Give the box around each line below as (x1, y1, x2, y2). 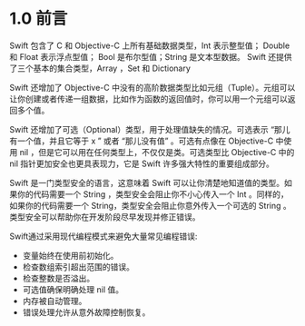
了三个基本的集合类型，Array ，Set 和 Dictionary (9, 63, 191, 74)
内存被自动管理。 (22, 295, 87, 306)
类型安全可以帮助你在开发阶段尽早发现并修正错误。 (9, 211, 201, 222)
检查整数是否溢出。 (22, 272, 95, 283)
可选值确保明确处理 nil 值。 (22, 283, 124, 295)
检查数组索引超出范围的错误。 (22, 261, 134, 272)
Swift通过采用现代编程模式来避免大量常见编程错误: (9, 231, 198, 242)
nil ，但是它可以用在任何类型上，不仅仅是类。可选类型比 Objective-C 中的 (19, 146, 295, 157)
